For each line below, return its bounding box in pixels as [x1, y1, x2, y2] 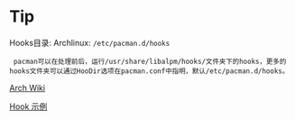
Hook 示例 [9, 101, 48, 112]
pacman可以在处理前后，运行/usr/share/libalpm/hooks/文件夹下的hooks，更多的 [13, 57, 287, 66]
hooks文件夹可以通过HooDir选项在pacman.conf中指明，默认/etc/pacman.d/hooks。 [9, 66, 290, 76]
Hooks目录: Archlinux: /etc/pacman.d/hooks [9, 37, 171, 48]
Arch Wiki [9, 82, 46, 93]
